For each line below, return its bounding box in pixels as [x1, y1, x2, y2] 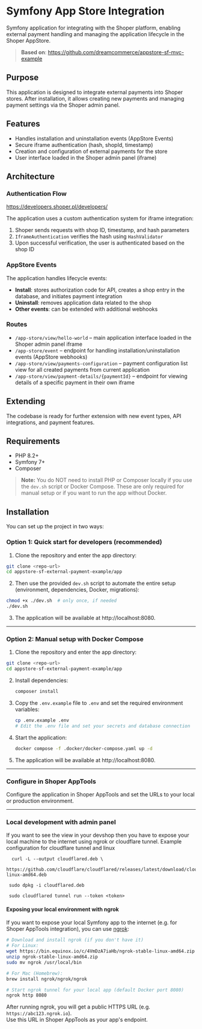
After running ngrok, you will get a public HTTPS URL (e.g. [6, 1003, 150, 1010]
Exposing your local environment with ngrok [6, 905, 119, 913]
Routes [6, 321, 28, 329]
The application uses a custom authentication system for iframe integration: [6, 215, 194, 222]
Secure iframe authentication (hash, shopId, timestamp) [14, 141, 153, 148]
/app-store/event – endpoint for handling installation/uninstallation [14, 346, 180, 354]
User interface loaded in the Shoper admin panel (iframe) [14, 154, 157, 161]
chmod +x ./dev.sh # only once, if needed [6, 598, 117, 604]
